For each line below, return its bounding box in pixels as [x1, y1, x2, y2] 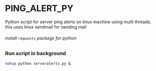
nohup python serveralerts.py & [5, 61, 71, 66]
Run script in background [5, 50, 66, 57]
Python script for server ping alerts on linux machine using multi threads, [5, 19, 152, 25]
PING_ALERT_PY [5, 3, 74, 14]
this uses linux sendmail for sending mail [5, 24, 87, 29]
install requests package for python [5, 35, 77, 41]
